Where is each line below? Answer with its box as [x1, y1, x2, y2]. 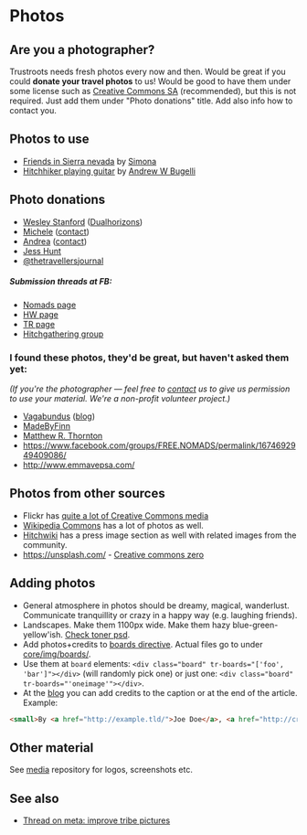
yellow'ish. [22, 628, 64, 640]
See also [9, 790, 59, 806]
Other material [9, 740, 94, 755]
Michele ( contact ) [22, 226, 90, 237]
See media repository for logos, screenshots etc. [9, 765, 194, 776]
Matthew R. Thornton [22, 430, 103, 441]
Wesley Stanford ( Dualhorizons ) [22, 216, 143, 227]
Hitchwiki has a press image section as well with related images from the [22, 530, 297, 541]
